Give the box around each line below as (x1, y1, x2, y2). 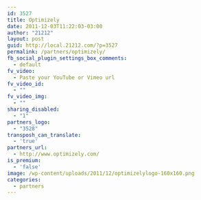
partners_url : (7, 144, 48, 151)
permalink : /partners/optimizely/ (7, 49, 106, 56)
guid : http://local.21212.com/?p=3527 (7, 42, 118, 49)
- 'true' (13, 138, 38, 145)
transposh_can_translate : (7, 131, 81, 138)
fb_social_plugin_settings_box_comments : (7, 55, 128, 62)
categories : (7, 176, 41, 183)
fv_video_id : (7, 80, 45, 87)
